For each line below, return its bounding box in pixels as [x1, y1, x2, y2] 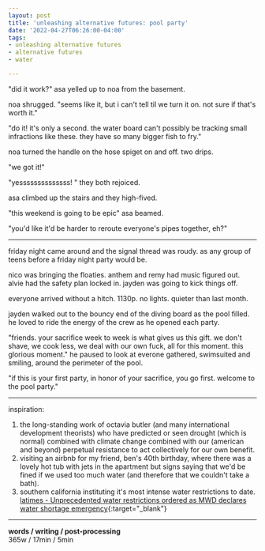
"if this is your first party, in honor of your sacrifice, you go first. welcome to [8, 373, 255, 383]
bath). [19, 478, 39, 488]
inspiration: [8, 404, 45, 413]
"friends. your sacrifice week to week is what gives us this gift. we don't [8, 333, 242, 342]
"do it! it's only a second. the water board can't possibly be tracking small [8, 123, 248, 133]
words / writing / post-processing [8, 526, 121, 536]
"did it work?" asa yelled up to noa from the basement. [8, 84, 185, 93]
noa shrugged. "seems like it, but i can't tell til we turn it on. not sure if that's [8, 100, 256, 109]
